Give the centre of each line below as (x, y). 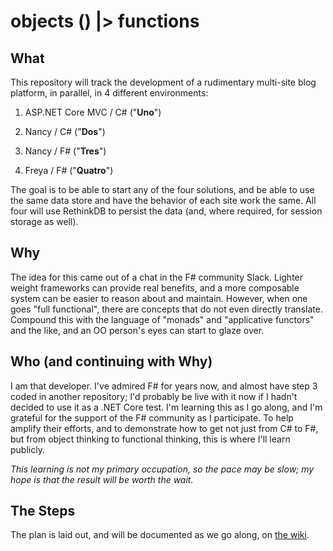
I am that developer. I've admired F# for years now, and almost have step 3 (164, 386)
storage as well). (44, 221)
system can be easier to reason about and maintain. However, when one (159, 298)
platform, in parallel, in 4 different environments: (109, 93)
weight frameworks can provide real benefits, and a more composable (155, 287)
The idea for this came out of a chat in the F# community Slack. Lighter (157, 277)
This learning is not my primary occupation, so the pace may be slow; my (162, 469)
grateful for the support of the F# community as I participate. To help (152, 417)
